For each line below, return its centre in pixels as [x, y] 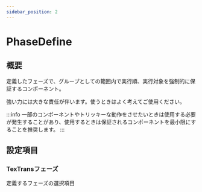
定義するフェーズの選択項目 [41, 183]
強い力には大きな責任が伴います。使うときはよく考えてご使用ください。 [96, 101]
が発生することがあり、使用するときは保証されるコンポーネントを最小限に [99, 122]
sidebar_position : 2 [32, 12]
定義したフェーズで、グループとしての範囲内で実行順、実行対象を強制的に [98, 81]
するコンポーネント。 [38, 89]
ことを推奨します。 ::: [38, 129]
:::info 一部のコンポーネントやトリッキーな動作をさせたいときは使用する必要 [101, 114]
